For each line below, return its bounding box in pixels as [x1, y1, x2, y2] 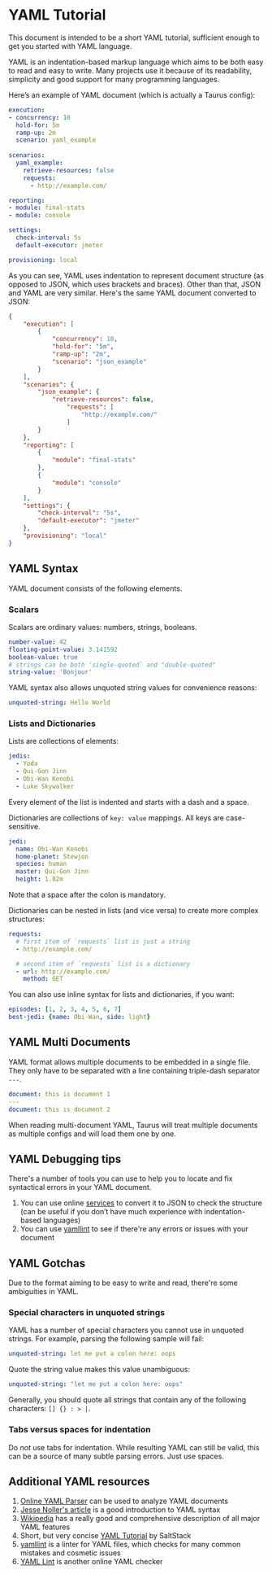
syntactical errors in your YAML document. [8, 1183, 152, 1192]
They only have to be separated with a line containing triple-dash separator [8, 1065, 261, 1075]
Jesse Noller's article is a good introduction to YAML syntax [19, 1505, 221, 1515]
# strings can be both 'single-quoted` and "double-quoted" [8, 661, 217, 669]
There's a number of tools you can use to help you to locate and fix [8, 1174, 233, 1183]
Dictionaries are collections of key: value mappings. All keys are [8, 812, 225, 823]
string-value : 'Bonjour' [8, 668, 93, 676]
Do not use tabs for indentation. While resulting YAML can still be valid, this [8, 1442, 260, 1452]
